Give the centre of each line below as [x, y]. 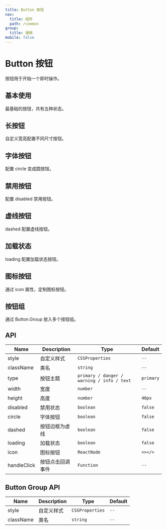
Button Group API [33, 487]
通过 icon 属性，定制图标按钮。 [37, 289]
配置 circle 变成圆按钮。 [29, 169]
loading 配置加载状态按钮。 [33, 259]
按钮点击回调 [55, 462]
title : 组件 [21, 19]
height [15, 398]
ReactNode [89, 452]
